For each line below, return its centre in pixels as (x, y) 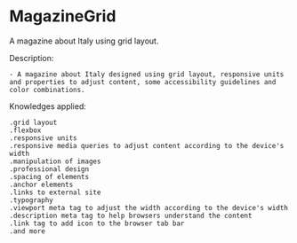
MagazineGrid (63, 16)
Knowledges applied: (48, 106)
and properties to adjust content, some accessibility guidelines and (143, 82)
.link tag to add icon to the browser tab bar (97, 223)
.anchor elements (41, 184)
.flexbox (25, 130)
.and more (28, 231)
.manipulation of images (55, 161)
